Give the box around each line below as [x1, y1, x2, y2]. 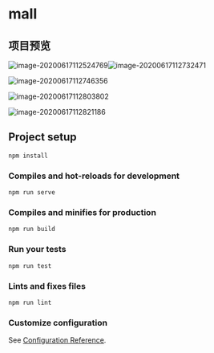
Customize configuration [8, 317, 108, 328]
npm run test [8, 262, 52, 270]
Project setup [8, 130, 78, 144]
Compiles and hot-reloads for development [8, 170, 180, 181]
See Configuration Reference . [8, 335, 107, 345]
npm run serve [8, 189, 56, 197]
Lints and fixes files [8, 280, 87, 291]
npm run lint [8, 298, 52, 306]
